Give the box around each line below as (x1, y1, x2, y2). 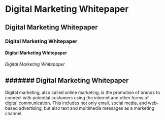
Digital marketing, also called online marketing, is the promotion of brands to (5, 90, 160, 95)
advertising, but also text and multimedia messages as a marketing (19, 105, 155, 111)
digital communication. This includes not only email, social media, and (5, 100, 147, 106)
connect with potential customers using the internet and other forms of (5, 94, 149, 100)
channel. (5, 110, 23, 116)
